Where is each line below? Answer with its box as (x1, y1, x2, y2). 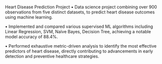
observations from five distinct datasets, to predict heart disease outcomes (5, 9, 155, 15)
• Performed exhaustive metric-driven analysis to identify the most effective (5, 43, 157, 49)
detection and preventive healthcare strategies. (5, 53, 100, 59)
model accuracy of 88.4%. (5, 34, 58, 39)
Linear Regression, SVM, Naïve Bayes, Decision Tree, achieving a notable (5, 29, 151, 34)
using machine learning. (5, 14, 53, 20)
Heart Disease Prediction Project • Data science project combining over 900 (5, 4, 157, 10)
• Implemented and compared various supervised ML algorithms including (5, 24, 153, 29)
